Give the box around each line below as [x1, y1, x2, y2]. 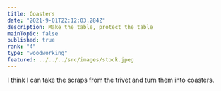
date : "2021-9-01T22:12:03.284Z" [7, 17, 106, 24]
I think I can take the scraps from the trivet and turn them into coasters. [7, 75, 215, 84]
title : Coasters [7, 10, 55, 18]
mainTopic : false [7, 30, 59, 37]
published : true [7, 37, 55, 44]
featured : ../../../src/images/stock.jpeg [7, 56, 134, 63]
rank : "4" [7, 43, 37, 50]
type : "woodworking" [7, 50, 68, 57]
